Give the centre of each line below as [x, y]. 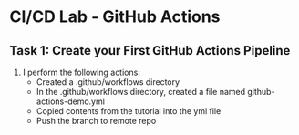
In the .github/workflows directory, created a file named [141, 92]
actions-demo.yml [70, 101]
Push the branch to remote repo [96, 121]
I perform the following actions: [82, 72]
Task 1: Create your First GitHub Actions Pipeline [150, 51]
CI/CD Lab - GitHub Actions [115, 17]
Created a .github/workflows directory [108, 82]
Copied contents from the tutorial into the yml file [129, 111]
